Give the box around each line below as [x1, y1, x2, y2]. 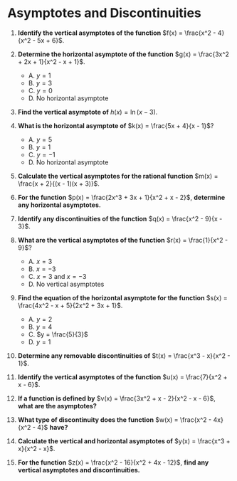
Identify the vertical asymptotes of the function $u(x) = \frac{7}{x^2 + [17, 372, 228, 381]
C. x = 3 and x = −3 [28, 272, 87, 280]
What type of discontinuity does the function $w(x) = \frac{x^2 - [17, 415, 212, 424]
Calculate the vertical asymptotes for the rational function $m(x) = [17, 171, 218, 180]
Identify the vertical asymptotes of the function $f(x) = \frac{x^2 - [17, 28, 216, 37]
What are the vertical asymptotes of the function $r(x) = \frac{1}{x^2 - [17, 236, 228, 244]
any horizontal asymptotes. [17, 201, 101, 209]
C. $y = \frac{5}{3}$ [28, 329, 88, 339]
